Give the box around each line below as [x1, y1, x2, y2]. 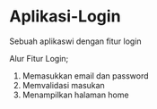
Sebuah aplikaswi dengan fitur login [9, 36, 142, 46]
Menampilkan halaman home [22, 89, 129, 100]
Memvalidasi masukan [22, 80, 105, 90]
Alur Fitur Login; [9, 53, 69, 63]
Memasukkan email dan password [22, 70, 150, 81]
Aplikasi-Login [9, 6, 121, 27]
